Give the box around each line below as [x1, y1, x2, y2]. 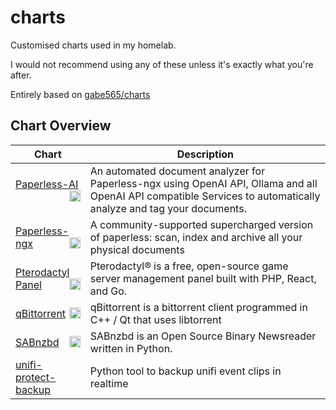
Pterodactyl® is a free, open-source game [89, 259, 289, 273]
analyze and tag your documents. [89, 201, 247, 215]
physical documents [89, 242, 185, 256]
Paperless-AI [15, 177, 79, 191]
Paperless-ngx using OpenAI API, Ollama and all [89, 176, 318, 190]
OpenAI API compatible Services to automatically [89, 189, 321, 203]
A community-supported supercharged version [89, 217, 314, 231]
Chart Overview [10, 117, 112, 135]
